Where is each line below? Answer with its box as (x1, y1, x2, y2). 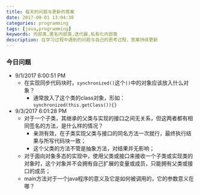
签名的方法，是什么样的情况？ (29, 122, 104, 130)
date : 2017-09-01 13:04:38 (6, 14, 74, 21)
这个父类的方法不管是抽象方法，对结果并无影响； (33, 145, 155, 152)
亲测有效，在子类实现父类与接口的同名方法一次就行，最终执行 (33, 130, 187, 137)
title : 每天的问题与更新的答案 (6, 8, 75, 15)
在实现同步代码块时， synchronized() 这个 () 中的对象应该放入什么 (23, 79, 184, 86)
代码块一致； (54, 137, 86, 145)
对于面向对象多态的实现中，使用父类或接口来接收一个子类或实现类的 (23, 152, 193, 160)
